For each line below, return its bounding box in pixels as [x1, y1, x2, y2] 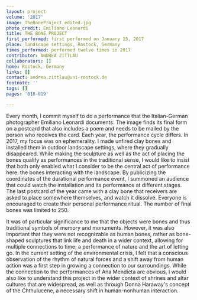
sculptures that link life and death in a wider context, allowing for [25, 237, 183, 244]
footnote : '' [6, 80, 38, 86]
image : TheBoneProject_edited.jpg [6, 19, 92, 25]
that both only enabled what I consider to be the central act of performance [6, 162, 190, 169]
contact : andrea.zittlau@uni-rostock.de [6, 74, 108, 80]
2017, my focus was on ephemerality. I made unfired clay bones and [6, 137, 172, 145]
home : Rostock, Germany [6, 63, 65, 70]
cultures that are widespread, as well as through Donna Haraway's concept [6, 281, 190, 288]
